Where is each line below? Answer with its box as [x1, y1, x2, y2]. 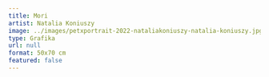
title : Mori [8, 11, 48, 20]
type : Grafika [8, 34, 56, 43]
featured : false [8, 57, 62, 65]
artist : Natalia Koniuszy [8, 19, 94, 27]
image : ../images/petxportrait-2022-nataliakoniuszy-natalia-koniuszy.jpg [8, 26, 263, 34]
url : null [8, 42, 42, 50]
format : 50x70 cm [8, 49, 66, 57]
